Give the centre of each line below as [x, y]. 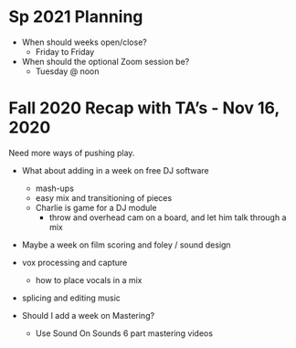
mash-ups [55, 188]
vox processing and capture [74, 262]
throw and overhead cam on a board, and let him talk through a [168, 217]
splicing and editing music [71, 298]
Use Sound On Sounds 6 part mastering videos [124, 333]
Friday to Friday [65, 51]
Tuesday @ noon [67, 71]
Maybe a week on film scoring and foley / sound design [126, 245]
